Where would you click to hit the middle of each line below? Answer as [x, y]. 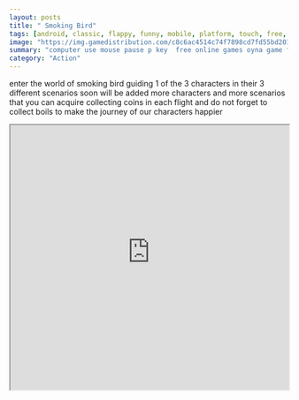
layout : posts [35, 17]
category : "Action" [45, 58]
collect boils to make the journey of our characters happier [116, 112]
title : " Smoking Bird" [53, 26]
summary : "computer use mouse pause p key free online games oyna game [146, 50]
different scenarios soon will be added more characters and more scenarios [147, 93]
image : [21, 42]
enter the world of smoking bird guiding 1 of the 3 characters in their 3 [137, 83]
